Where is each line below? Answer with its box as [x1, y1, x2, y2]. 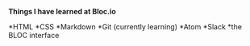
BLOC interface [8, 31, 60, 40]
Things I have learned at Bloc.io [8, 7, 117, 16]
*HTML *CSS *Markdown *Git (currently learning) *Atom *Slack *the [8, 22, 242, 31]
